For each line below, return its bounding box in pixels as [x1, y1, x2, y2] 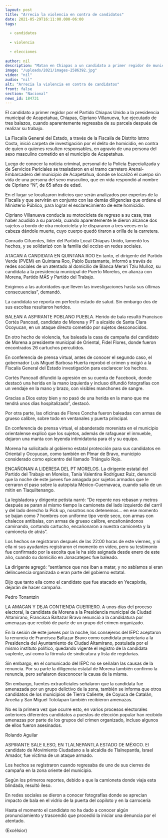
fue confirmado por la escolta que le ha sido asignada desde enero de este [5, 549, 160, 555]
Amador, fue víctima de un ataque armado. [5, 752, 93, 758]
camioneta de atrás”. [5, 529, 48, 535]
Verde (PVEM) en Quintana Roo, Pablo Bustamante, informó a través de [5, 258, 152, 264]
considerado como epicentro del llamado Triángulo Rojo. [5, 456, 122, 462]
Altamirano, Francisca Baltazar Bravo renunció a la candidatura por [5, 614, 143, 621]
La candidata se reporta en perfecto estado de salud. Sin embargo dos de [5, 299, 157, 305]
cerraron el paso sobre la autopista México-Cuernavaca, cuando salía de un [5, 482, 162, 488]
